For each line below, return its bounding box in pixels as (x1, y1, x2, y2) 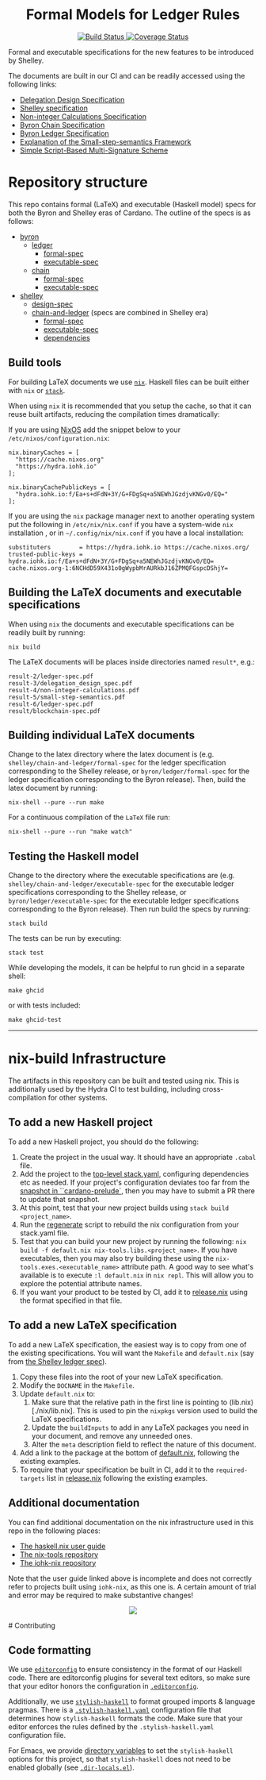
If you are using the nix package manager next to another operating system (8, 510, 255, 521)
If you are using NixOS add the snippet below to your (8, 425, 180, 434)
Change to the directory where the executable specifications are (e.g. (8, 871, 235, 880)
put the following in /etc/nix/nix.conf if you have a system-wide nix (8, 519, 234, 529)
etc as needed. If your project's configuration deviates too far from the (19, 1177, 250, 1187)
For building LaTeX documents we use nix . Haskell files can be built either (8, 377, 249, 387)
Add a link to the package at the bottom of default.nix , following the (19, 1447, 240, 1458)
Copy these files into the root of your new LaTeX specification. (19, 1372, 223, 1381)
